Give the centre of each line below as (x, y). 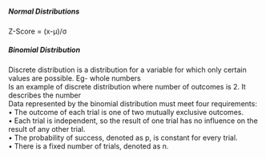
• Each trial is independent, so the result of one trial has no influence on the (133, 121)
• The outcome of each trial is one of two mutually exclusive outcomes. (126, 112)
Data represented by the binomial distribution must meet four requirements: (133, 103)
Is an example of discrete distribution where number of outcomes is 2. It (127, 86)
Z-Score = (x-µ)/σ (38, 31)
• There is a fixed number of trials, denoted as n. (89, 146)
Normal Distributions (44, 11)
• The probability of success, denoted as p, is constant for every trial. (123, 137)
